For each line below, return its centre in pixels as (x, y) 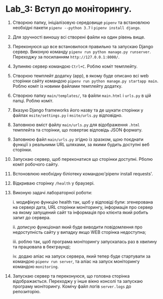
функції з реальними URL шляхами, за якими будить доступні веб (81, 144)
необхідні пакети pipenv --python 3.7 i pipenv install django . (77, 27)
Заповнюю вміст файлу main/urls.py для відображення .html (76, 125)
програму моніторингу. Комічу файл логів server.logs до (72, 286)
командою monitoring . (36, 266)
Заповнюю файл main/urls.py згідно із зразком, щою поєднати (78, 139)
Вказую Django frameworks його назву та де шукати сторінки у (78, 110)
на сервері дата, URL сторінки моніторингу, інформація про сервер (83, 207)
